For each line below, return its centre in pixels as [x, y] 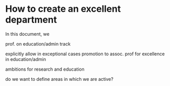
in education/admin [26, 59]
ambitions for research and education [45, 69]
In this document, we [27, 34]
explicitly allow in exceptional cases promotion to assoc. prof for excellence [85, 54]
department [31, 20]
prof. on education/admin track [38, 44]
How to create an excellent [63, 9]
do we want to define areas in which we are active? [59, 79]
